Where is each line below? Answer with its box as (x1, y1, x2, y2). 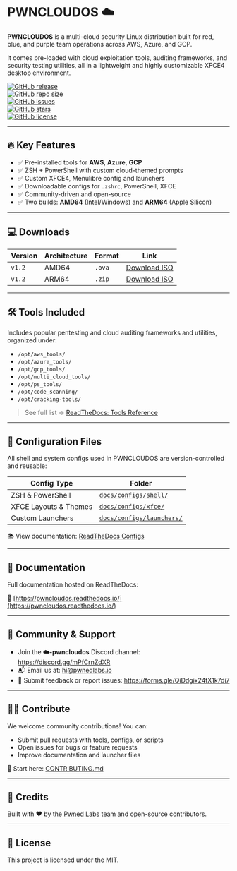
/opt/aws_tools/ (17, 351, 66, 359)
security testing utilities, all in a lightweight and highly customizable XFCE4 (7, 61, 225, 69)
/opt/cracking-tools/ (17, 396, 81, 403)
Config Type (30, 479, 73, 488)
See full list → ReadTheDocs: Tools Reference (24, 409, 159, 417)
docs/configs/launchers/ (99, 515, 183, 522)
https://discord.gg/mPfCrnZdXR (17, 658, 111, 666)
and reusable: (7, 462, 47, 470)
